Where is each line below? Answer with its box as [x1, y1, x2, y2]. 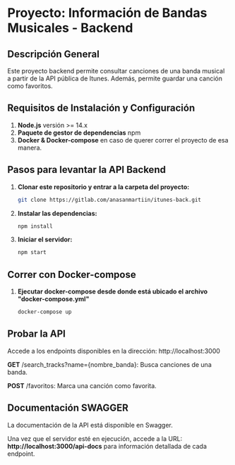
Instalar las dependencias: [17, 209, 97, 217]
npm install [17, 222, 53, 230]
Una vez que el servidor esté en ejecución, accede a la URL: [7, 434, 183, 442]
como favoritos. [7, 82, 53, 90]
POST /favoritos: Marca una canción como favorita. [7, 381, 157, 389]
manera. [17, 143, 42, 152]
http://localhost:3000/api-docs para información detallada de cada [7, 442, 207, 450]
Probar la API [7, 328, 66, 340]
